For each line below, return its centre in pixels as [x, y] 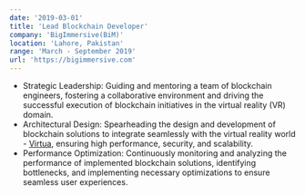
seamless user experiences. [75, 182]
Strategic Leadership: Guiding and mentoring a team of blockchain [147, 86]
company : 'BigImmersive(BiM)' [67, 34]
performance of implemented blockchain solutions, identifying [139, 163]
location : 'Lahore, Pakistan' [67, 43]
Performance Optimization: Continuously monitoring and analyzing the [154, 153]
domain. [38, 115]
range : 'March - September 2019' [73, 52]
